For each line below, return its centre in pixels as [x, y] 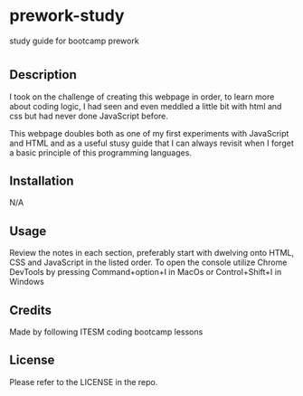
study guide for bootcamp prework [74, 41]
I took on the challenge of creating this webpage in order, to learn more [142, 97]
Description [43, 75]
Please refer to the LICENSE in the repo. [84, 382]
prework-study [67, 16]
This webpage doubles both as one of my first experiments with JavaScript [149, 133]
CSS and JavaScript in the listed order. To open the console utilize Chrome [148, 262]
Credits [31, 310]
